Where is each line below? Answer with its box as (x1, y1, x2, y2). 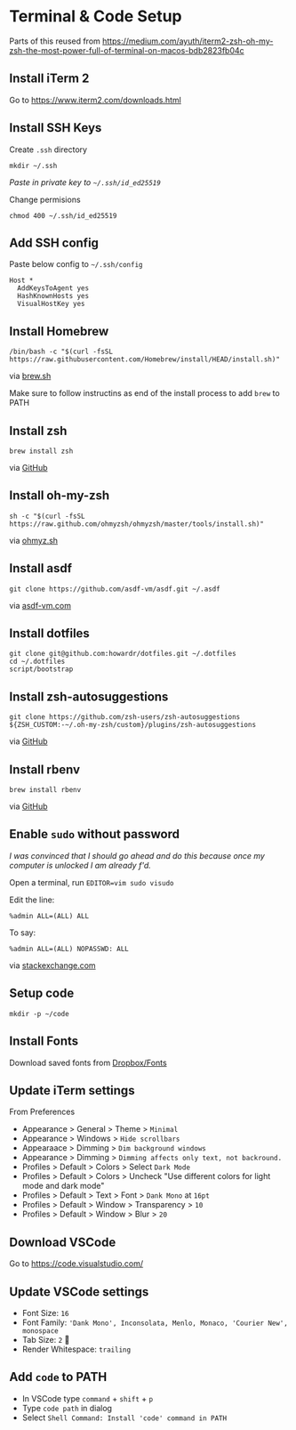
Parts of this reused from (9, 36, 100, 46)
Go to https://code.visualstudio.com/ (9, 1258, 144, 1269)
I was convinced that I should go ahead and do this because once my (9, 850, 265, 860)
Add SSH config (9, 235, 100, 250)
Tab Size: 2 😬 (21, 1334, 70, 1345)
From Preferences (9, 1106, 76, 1118)
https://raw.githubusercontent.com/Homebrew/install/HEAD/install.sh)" (9, 355, 280, 364)
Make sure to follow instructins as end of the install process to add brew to (9, 388, 280, 399)
